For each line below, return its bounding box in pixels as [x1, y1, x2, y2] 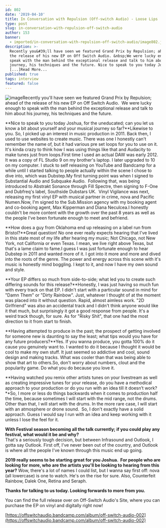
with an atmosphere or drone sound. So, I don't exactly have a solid [5, 406, 144, 412]
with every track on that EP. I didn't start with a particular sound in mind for [5, 287, 158, 293]
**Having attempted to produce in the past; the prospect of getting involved [5, 328, 161, 334]
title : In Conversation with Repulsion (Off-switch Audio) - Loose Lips [5, 16, 158, 21]
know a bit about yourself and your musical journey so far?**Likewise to [5, 125, 153, 131]
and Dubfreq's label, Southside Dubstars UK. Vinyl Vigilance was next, [5, 188, 150, 194]
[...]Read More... [9, 67, 48, 72]
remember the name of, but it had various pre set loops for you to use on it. [5, 141, 158, 147]
